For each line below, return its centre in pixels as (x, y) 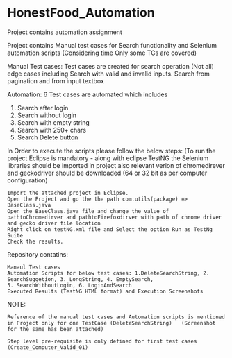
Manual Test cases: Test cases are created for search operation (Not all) (110, 66)
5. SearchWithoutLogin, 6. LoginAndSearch (69, 285)
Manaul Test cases (34, 267)
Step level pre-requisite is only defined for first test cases (102, 341)
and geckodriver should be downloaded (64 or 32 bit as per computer (107, 173)
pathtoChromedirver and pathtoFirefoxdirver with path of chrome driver (115, 217)
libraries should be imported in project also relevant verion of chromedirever (116, 165)
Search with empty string (53, 122)
